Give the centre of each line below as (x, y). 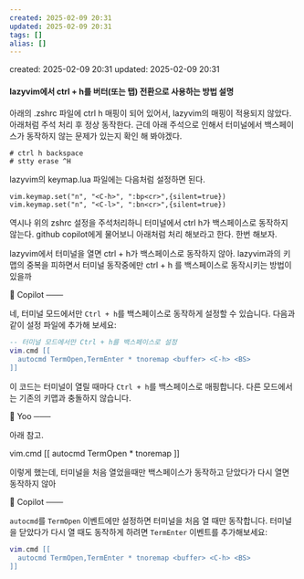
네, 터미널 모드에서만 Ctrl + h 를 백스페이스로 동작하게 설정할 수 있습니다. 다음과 (152, 314)
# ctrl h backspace (47, 153)
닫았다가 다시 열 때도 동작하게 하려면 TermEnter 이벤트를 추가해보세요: (143, 532)
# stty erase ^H (40, 162)
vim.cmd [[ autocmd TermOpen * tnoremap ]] (94, 453)
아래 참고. (26, 435)
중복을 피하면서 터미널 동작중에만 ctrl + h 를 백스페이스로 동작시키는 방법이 (159, 265)
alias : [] (28, 43)
